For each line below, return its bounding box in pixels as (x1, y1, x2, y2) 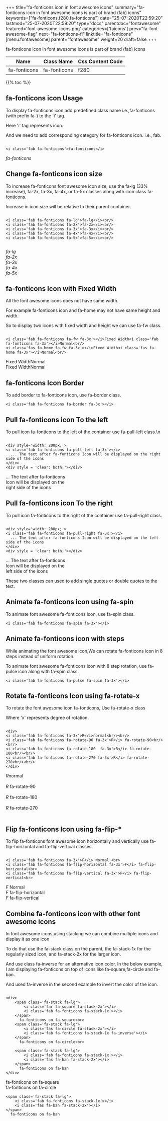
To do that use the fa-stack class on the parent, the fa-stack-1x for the (6, 945, 151, 951)
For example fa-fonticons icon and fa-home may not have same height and (6, 307, 160, 313)
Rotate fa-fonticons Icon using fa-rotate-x (6, 691, 140, 700)
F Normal (6, 884, 25, 890)
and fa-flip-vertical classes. (36, 844, 93, 850)
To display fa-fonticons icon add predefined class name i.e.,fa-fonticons (6, 107, 155, 113)
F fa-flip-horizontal (6, 890, 45, 896)
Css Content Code (78, 58, 123, 65)
